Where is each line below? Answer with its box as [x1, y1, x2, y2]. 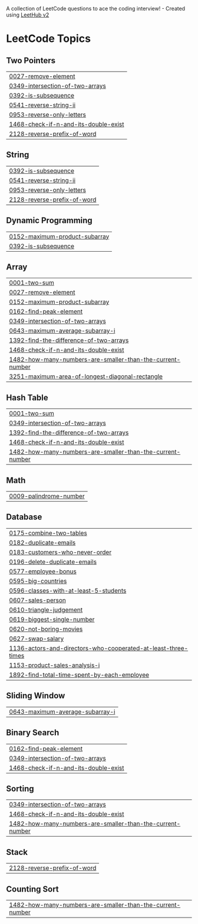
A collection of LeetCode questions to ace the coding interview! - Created [6, 5, 186, 12]
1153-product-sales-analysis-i [9, 661, 100, 669]
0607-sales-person [9, 596, 66, 604]
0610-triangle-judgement [9, 606, 83, 614]
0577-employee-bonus [9, 567, 77, 575]
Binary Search [6, 728, 60, 738]
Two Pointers [6, 56, 56, 66]
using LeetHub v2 [6, 11, 49, 18]
